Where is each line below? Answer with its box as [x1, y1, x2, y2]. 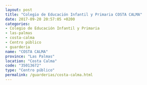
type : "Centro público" [5, 68, 55, 73]
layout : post [5, 7, 33, 12]
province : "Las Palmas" [5, 53, 55, 59]
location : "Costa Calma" [5, 58, 57, 63]
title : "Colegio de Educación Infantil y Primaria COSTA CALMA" [5, 12, 142, 17]
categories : [5, 21, 30, 26]
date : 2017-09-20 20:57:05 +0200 [5, 16, 75, 21]
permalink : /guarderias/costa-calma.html [5, 72, 93, 77]
